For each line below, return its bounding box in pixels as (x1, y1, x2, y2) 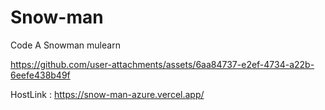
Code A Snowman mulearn (10, 39, 121, 51)
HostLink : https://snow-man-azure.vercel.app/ (10, 88, 205, 100)
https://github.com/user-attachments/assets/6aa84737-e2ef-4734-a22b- (10, 58, 315, 70)
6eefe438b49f (10, 69, 71, 81)
